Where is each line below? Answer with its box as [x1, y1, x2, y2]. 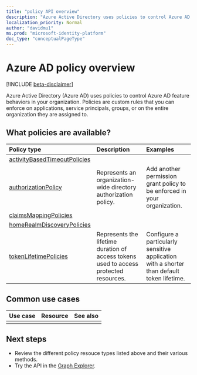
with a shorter [146, 259, 185, 267]
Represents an [96, 168, 137, 176]
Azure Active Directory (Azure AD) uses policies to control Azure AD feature [6, 92, 189, 99]
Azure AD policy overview [6, 61, 135, 75]
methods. [14, 356, 38, 363]
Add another [146, 165, 181, 173]
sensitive [146, 245, 171, 253]
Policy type [9, 145, 42, 153]
